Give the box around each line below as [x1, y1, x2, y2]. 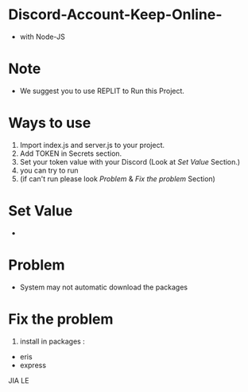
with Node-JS [19, 32, 65, 41]
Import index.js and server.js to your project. [19, 140, 165, 149]
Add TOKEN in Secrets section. [19, 149, 122, 158]
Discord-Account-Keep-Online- [8, 6, 223, 24]
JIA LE [8, 375, 29, 385]
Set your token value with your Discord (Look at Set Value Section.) [19, 157, 241, 166]
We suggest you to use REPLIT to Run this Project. [19, 86, 185, 95]
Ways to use [8, 114, 91, 132]
